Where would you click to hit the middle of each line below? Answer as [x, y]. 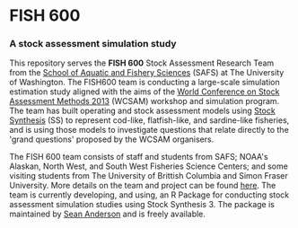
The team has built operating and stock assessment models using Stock [142, 111]
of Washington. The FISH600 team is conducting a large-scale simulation [145, 83]
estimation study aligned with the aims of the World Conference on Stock [145, 92]
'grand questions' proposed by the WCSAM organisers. [112, 139]
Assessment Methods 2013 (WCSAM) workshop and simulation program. [145, 101]
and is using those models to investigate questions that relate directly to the [149, 130]
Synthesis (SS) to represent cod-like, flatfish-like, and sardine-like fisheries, [149, 120]
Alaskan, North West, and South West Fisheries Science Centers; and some [149, 166]
